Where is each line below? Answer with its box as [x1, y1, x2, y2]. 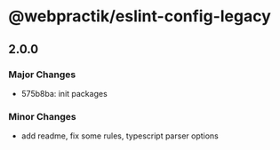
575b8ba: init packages [20, 88, 108, 99]
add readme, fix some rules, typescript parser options [20, 130, 219, 141]
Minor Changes [8, 110, 76, 122]
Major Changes [8, 68, 76, 81]
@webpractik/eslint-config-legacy [8, 6, 272, 27]
